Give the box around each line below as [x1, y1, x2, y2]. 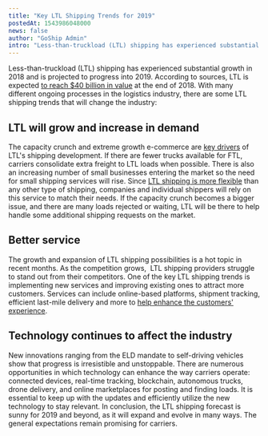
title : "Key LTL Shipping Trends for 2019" [8, 11, 156, 20]
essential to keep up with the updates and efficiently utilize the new [8, 393, 230, 402]
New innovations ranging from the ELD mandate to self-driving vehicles [8, 350, 244, 360]
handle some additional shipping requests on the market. [8, 210, 196, 220]
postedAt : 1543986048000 [8, 19, 91, 27]
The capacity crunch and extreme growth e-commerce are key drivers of [8, 142, 250, 151]
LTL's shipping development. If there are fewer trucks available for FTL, [8, 150, 243, 160]
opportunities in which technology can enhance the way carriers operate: [8, 367, 250, 377]
